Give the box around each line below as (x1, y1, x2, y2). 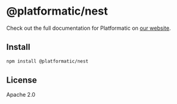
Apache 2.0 (6, 91, 35, 99)
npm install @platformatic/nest (6, 58, 88, 64)
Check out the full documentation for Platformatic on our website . (6, 24, 171, 32)
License (6, 75, 37, 86)
